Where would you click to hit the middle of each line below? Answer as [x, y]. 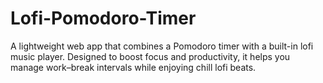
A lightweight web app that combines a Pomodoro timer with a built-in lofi [162, 46]
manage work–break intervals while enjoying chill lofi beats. [133, 67]
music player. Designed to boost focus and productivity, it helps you [150, 56]
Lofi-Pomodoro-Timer [103, 18]
